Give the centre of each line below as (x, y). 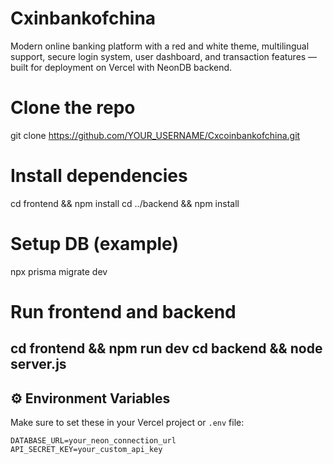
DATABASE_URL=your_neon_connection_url (93, 441)
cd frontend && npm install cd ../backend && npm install (125, 203)
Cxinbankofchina (83, 18)
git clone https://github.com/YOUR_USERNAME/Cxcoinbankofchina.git (155, 135)
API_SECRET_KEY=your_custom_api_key (86, 450)
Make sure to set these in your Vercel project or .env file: (127, 423)
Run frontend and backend (123, 311)
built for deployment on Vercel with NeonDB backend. (121, 67)
